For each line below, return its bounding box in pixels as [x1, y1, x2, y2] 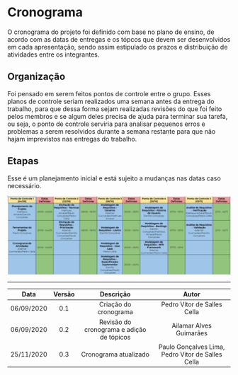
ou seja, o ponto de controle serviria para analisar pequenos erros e [7, 120, 205, 128]
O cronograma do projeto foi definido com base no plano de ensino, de [7, 28, 215, 36]
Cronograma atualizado [81, 350, 150, 358]
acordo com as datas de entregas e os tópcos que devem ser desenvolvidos [7, 35, 231, 43]
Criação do [98, 300, 132, 308]
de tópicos [100, 333, 131, 341]
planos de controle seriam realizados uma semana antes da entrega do [7, 97, 215, 105]
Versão [52, 290, 75, 299]
